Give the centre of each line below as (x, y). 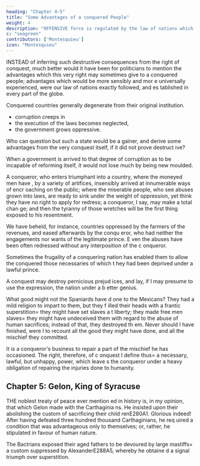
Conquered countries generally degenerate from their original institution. (96, 105)
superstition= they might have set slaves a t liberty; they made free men (95, 311)
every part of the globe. (35, 94)
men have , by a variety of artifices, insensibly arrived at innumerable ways (99, 183)
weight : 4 (19, 23)
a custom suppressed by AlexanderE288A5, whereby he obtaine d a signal (98, 450)
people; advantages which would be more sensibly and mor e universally (96, 81)
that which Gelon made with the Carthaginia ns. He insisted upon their (92, 407)
